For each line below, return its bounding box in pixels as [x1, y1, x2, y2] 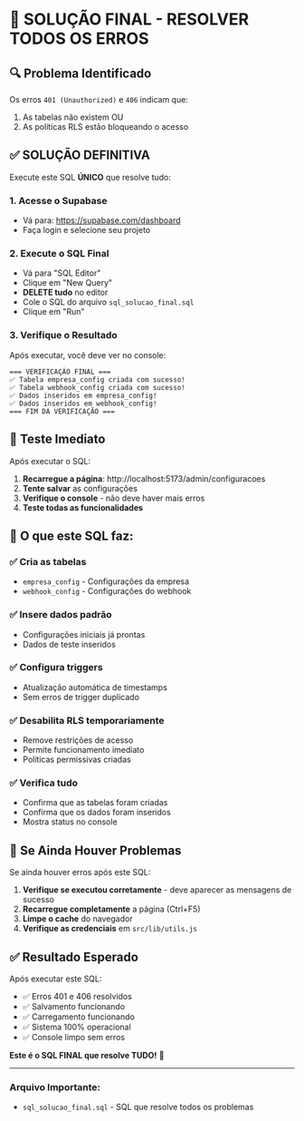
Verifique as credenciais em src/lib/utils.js [22, 923, 197, 934]
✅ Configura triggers [9, 661, 103, 674]
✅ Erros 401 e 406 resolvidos [22, 991, 133, 1002]
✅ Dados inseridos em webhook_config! [9, 399, 157, 408]
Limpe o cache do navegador [22, 913, 133, 924]
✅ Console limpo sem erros [22, 1032, 125, 1043]
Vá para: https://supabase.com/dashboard [22, 215, 181, 226]
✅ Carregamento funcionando [22, 1011, 136, 1022]
